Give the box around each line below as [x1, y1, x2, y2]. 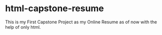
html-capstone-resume [5, 3, 104, 14]
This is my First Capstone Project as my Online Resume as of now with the [5, 19, 158, 25]
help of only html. [5, 24, 41, 30]
